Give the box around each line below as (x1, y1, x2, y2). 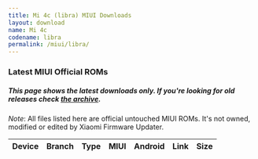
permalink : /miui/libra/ (8, 41, 90, 49)
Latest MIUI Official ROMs (8, 67, 109, 78)
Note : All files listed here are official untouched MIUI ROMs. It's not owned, (8, 114, 251, 124)
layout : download (8, 19, 65, 27)
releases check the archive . (8, 94, 101, 103)
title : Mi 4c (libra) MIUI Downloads (8, 11, 132, 20)
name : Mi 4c (8, 26, 47, 34)
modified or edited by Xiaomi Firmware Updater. (8, 122, 164, 132)
